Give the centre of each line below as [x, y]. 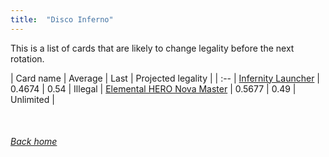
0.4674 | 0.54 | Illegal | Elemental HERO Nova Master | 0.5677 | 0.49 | [153, 88]
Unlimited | [32, 99]
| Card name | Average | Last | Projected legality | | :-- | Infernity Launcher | [165, 78]
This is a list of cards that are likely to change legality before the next [152, 48]
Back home [34, 142]
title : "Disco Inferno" [62, 19]
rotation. [27, 58]
